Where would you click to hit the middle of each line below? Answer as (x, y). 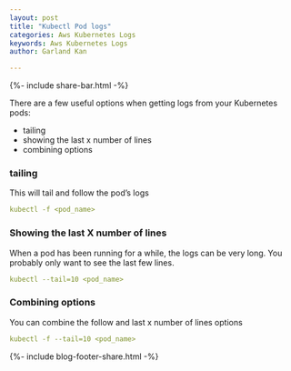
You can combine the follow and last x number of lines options (126, 322)
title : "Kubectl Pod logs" (60, 26)
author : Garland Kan (49, 52)
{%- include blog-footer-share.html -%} (84, 356)
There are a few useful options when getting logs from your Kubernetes (144, 103)
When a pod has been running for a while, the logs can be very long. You (146, 253)
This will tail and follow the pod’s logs (80, 193)
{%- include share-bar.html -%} (69, 85)
